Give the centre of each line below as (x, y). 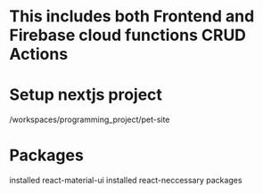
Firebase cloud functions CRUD (128, 35)
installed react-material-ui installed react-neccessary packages (126, 181)
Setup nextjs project (86, 95)
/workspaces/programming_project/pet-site (90, 120)
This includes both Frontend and (132, 16)
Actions (39, 54)
